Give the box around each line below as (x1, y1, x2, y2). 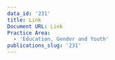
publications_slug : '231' (7, 42, 81, 49)
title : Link (7, 17, 41, 23)
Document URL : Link (7, 23, 63, 30)
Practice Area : (7, 29, 51, 37)
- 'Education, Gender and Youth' (13, 36, 109, 43)
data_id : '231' (7, 10, 51, 17)
